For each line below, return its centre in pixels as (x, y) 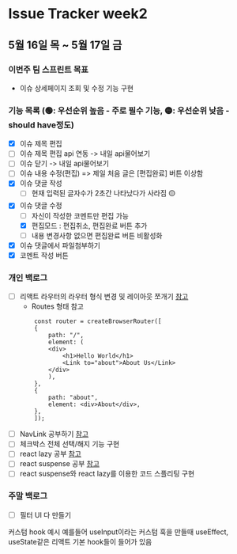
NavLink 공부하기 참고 (54, 434)
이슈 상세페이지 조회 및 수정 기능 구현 (77, 88)
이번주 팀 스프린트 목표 (49, 70)
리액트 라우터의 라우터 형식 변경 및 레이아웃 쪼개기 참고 (104, 297)
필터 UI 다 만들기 (45, 514)
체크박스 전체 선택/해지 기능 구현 (70, 444)
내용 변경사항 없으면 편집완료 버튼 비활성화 (97, 235)
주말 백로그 (28, 496)
